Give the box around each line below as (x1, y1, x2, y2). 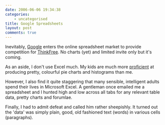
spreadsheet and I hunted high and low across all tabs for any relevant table (5, 89, 160, 95)
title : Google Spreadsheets (5, 21, 63, 26)
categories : (5, 12, 30, 17)
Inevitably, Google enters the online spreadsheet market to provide (5, 44, 142, 49)
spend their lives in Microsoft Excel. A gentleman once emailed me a (5, 84, 145, 89)
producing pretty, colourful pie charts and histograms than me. (5, 69, 133, 75)
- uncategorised (14, 16, 48, 21)
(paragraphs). (5, 115, 33, 120)
